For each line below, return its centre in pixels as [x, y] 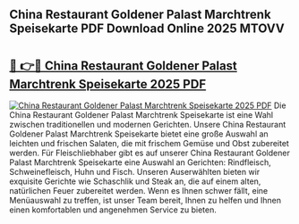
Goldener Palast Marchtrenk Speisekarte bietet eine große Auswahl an [139, 134]
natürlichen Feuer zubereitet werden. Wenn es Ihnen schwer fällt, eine [139, 191]
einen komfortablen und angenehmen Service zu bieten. [113, 210]
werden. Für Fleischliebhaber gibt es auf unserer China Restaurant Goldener [150, 153]
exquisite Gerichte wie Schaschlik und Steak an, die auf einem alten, [135, 181]
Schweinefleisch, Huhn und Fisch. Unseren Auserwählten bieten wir [135, 172]
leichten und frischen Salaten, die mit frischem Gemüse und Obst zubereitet [149, 143]
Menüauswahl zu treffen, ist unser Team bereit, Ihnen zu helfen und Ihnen [145, 200]
